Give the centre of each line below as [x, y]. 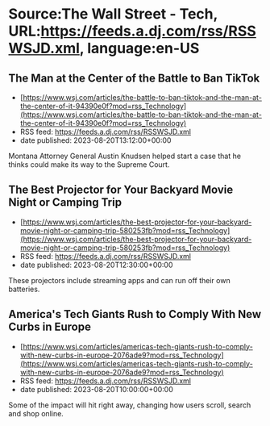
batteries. [24, 289]
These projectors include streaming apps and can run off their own [120, 280]
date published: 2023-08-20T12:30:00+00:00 [96, 265]
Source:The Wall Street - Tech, [113, 14]
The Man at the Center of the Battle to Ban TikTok [134, 78]
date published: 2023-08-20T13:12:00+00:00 [96, 140]
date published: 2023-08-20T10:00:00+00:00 [96, 389]
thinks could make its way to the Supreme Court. [89, 165]
